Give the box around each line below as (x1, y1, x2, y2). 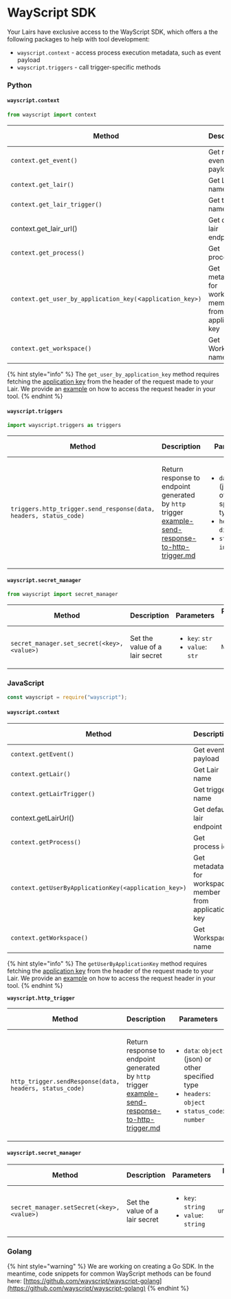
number (184, 1116, 206, 1124)
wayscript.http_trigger (7, 995, 76, 1002)
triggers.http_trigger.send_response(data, (10, 505, 155, 513)
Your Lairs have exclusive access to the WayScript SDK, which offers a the (7, 28, 219, 36)
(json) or (184, 1054, 212, 1064)
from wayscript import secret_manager (7, 591, 118, 598)
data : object (184, 1046, 223, 1055)
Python (7, 80, 32, 90)
